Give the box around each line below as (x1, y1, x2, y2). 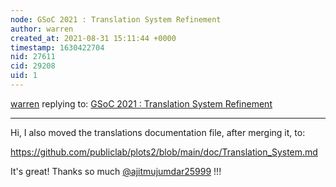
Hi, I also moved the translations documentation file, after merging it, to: (10, 126, 306, 138)
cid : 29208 (10, 61, 56, 71)
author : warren (10, 24, 74, 34)
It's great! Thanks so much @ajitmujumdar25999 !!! (10, 165, 222, 177)
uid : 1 (10, 71, 38, 81)
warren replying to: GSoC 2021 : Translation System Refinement (10, 97, 273, 110)
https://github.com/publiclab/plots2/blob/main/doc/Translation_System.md (10, 146, 318, 158)
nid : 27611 (10, 52, 56, 62)
